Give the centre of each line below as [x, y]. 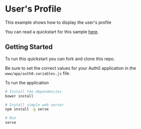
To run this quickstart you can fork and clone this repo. [60, 59]
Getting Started [29, 47]
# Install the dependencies [34, 91]
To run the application [27, 82]
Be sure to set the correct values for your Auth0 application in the [70, 68]
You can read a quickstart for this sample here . [52, 32]
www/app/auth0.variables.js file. [38, 73]
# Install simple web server [35, 105]
